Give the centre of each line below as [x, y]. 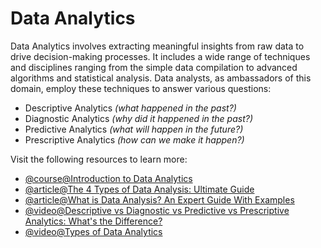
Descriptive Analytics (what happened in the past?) [130, 108]
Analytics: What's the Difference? [93, 221]
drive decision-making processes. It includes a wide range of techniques [160, 56]
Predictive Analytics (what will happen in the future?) [134, 129]
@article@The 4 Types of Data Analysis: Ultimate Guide [139, 189]
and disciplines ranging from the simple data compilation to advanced [154, 67]
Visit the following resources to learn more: [99, 159]
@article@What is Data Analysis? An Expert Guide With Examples [159, 199]
